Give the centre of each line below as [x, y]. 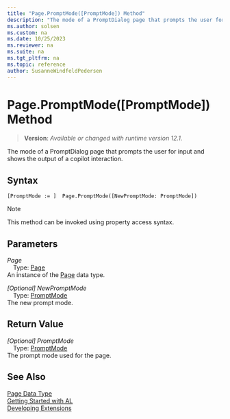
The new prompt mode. [40, 303]
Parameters [33, 244]
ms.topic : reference [37, 64]
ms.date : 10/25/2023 [37, 39]
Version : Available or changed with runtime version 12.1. [103, 139]
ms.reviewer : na [30, 45]
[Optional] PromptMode [40, 341]
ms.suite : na [26, 52]
